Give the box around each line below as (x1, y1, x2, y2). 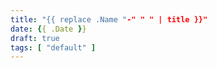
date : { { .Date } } (10, 24, 87, 34)
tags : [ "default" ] (10, 42, 97, 53)
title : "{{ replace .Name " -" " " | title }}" (10, 14, 208, 25)
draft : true (10, 33, 60, 43)
